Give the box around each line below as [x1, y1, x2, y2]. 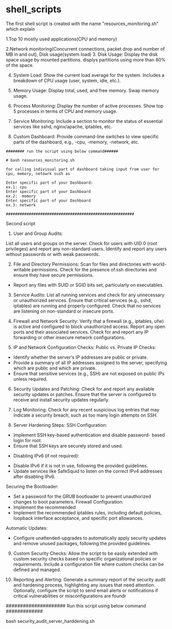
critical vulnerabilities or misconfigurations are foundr [13, 593, 126, 599]
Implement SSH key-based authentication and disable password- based [13, 431, 165, 438]
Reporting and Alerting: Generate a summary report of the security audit [13, 576, 166, 582]
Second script [6, 220, 35, 226]
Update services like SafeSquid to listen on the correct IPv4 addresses [13, 468, 163, 474]
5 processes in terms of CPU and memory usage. [13, 108, 118, 114]
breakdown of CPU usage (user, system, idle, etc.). [13, 77, 121, 83]
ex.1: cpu [6, 184, 27, 190]
